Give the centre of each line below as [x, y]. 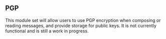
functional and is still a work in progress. [47, 31]
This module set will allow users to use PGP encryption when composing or [83, 20]
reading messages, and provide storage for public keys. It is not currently [81, 25]
